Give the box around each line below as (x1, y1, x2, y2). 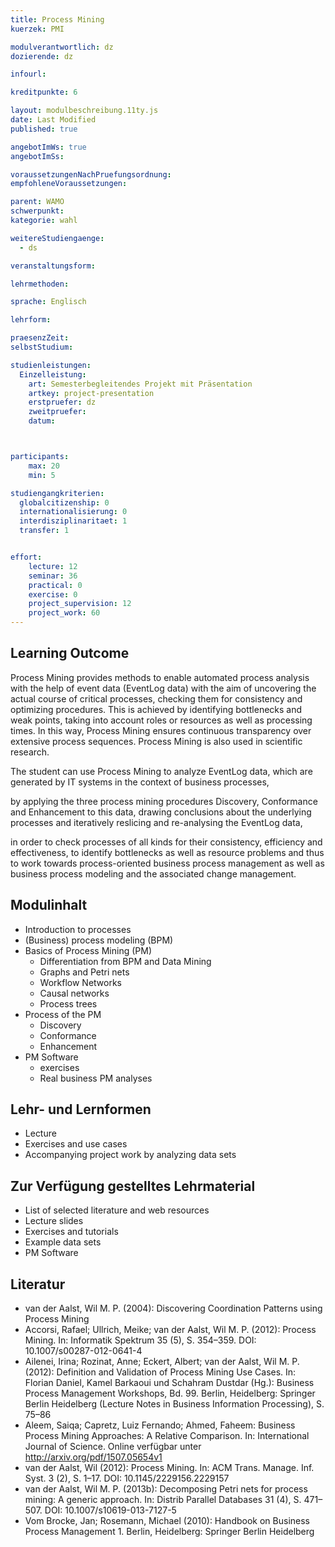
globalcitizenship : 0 (19, 497, 110, 508)
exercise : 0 (28, 589, 78, 600)
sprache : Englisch (10, 297, 87, 307)
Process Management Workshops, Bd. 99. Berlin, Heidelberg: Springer (24, 1387, 316, 1400)
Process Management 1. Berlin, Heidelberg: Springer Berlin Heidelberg (24, 1526, 315, 1538)
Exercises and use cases (24, 1138, 128, 1150)
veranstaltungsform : (10, 261, 97, 271)
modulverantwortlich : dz (10, 42, 114, 52)
